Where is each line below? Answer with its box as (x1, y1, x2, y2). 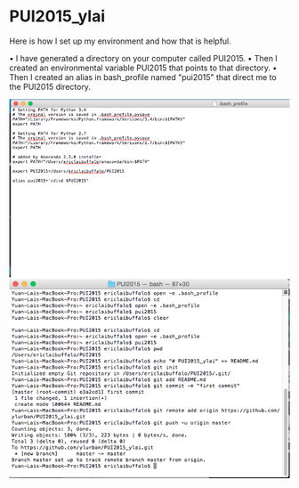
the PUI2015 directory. (9, 81, 92, 92)
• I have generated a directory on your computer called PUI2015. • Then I (9, 53, 278, 63)
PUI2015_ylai (9, 6, 105, 27)
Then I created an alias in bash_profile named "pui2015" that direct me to (9, 71, 278, 82)
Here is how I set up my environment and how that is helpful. (9, 36, 231, 46)
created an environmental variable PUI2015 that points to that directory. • (9, 62, 278, 73)
